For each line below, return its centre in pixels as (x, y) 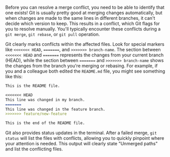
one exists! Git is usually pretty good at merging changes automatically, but (84, 13)
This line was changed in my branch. (45, 100)
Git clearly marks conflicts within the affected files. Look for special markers (85, 44)
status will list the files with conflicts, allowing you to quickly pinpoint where (85, 138)
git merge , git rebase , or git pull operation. (53, 34)
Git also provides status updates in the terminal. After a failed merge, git (81, 133)
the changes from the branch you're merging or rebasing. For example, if (81, 66)
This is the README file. (32, 86)
